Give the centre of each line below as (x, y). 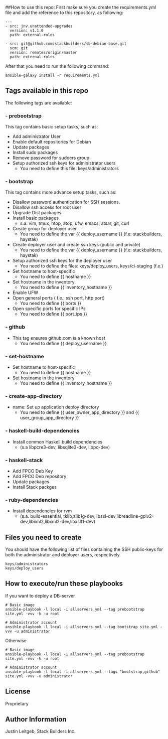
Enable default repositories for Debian (52, 142)
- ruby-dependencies (32, 500)
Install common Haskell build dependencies (57, 441)
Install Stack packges (34, 487)
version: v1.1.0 (27, 31)
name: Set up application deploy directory (56, 407)
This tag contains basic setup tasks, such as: (52, 127)
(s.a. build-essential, (41, 516)
